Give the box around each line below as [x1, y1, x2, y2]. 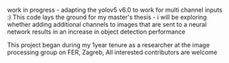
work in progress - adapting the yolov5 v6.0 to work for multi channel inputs [7, 6, 223, 14]
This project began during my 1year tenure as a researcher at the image [7, 41, 210, 49]
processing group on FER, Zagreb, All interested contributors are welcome [7, 48, 218, 56]
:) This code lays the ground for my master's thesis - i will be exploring [7, 13, 208, 21]
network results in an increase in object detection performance [7, 27, 186, 36]
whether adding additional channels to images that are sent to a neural [7, 21, 207, 28]
